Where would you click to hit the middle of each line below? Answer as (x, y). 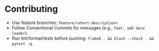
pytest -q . (22, 43)
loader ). (20, 33)
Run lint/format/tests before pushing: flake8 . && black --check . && (83, 38)
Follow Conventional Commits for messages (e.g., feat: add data (78, 27)
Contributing (31, 9)
